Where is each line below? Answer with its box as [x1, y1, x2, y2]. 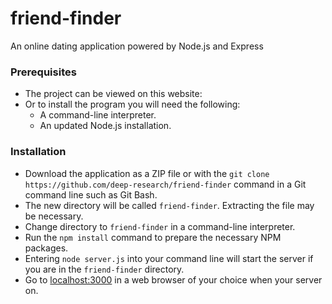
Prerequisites [10, 65, 77, 79]
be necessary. [24, 210, 84, 222]
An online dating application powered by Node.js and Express [10, 40, 264, 52]
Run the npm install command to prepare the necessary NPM [24, 231, 282, 243]
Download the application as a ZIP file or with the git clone [24, 167, 270, 179]
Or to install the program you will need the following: [24, 98, 241, 111]
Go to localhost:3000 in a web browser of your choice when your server [24, 273, 323, 286]
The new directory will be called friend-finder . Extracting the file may [24, 199, 315, 211]
